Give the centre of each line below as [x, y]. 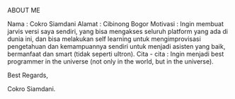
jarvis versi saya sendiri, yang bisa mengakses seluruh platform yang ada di [118, 31]
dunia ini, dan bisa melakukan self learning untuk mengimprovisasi [104, 39]
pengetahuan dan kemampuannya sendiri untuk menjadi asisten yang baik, [116, 46]
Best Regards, [28, 75]
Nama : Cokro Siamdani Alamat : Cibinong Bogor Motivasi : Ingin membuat [116, 24]
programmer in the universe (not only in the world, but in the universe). [110, 62]
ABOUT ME [24, 10]
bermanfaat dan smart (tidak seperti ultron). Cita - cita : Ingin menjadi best [116, 54]
